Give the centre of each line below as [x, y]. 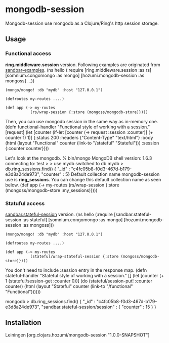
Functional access [28, 54]
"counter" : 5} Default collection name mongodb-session [100, 174]
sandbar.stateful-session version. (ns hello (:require [59, 214]
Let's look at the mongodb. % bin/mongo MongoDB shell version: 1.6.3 [79, 158]
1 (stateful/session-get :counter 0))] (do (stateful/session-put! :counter [79, 281]
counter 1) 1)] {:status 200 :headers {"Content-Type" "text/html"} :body [79, 137]
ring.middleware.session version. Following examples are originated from [83, 65]
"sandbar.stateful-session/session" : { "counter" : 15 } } [99, 307]
